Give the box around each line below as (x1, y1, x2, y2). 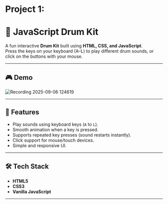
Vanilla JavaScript (12, 189, 51, 195)
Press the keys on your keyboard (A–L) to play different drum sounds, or (5, 48, 154, 54)
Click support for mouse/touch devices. (12, 137, 94, 143)
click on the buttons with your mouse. (5, 53, 83, 59)
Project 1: (5, 3, 45, 15)
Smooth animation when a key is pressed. (12, 126, 98, 133)
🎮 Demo (5, 73, 33, 82)
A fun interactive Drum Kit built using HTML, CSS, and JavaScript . (5, 43, 143, 49)
